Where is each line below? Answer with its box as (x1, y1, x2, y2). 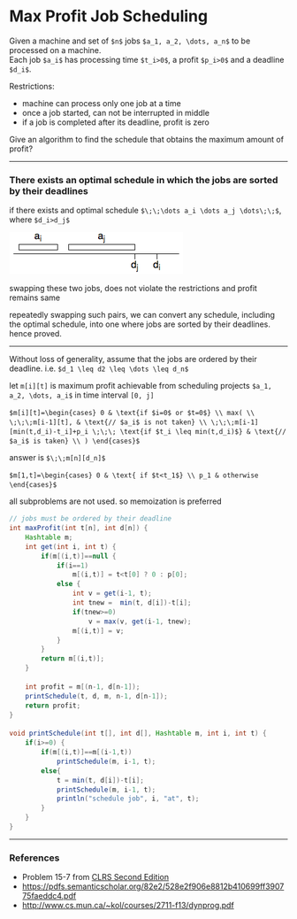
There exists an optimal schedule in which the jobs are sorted (9, 174, 278, 186)
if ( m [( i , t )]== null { (41, 552, 117, 560)
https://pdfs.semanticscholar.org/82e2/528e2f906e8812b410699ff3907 (21, 881, 285, 892)
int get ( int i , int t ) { (25, 542, 117, 551)
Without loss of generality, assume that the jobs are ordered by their (9, 354, 258, 365)
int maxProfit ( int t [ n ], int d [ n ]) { (9, 524, 148, 533)
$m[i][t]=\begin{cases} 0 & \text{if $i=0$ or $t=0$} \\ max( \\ (9, 409, 255, 418)
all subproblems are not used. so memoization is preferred (9, 496, 223, 506)
